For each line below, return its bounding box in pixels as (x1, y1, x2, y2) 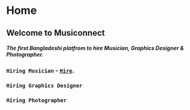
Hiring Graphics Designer (6, 82, 83, 89)
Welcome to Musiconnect (6, 28, 105, 38)
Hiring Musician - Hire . (6, 66, 74, 74)
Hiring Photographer (6, 97, 67, 104)
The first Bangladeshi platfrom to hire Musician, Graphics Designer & (6, 45, 185, 52)
